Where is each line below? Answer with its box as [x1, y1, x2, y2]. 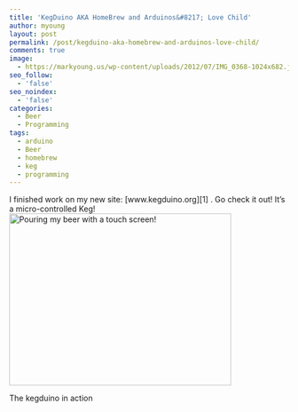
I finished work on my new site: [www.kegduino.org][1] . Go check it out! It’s [9, 194, 286, 205]
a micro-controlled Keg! [9, 203, 96, 214]
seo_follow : [9, 71, 53, 80]
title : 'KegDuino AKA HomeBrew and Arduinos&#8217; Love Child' [9, 12, 252, 22]
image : [9, 54, 34, 63]
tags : [9, 129, 29, 138]
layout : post [9, 29, 58, 38]
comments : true [9, 46, 66, 55]
